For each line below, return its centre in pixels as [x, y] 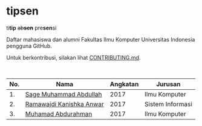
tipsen [23, 11]
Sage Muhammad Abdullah [64, 94]
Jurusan [168, 84]
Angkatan [124, 84]
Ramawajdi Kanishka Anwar [65, 104]
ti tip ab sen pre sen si [31, 28]
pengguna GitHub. [29, 46]
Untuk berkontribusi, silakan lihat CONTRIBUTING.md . [73, 57]
